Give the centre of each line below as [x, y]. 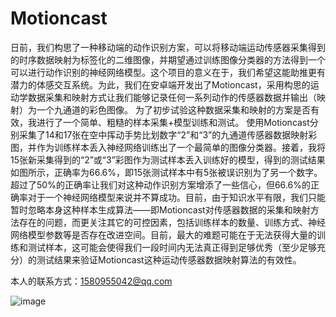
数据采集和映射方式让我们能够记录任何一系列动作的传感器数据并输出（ [172, 97]
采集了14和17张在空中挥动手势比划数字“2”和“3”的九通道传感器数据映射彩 [168, 134]
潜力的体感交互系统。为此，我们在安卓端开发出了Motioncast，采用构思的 [160, 84]
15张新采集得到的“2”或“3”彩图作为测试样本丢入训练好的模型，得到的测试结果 [168, 159]
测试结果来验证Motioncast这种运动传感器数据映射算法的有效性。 [169, 259]
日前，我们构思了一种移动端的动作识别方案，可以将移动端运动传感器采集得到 [168, 47]
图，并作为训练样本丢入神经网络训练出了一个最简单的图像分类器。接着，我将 [168, 147]
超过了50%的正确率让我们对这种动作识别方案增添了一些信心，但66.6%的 [160, 184]
